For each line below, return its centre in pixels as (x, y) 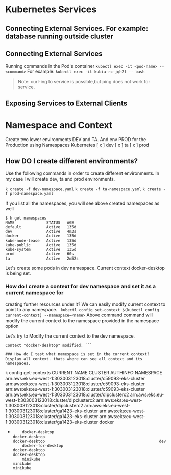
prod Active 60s (40, 254)
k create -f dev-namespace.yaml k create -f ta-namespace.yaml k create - (86, 189)
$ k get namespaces (26, 218)
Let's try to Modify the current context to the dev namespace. (70, 336)
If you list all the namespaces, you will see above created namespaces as (82, 203)
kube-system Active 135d (41, 249)
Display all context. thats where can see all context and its (74, 359)
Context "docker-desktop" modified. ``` (49, 345)
